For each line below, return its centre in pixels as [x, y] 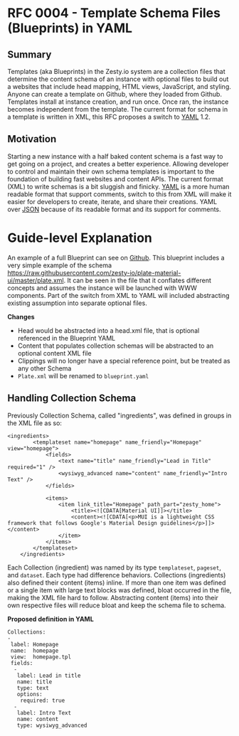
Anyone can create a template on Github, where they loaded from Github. [115, 94]
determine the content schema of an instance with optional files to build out [118, 79]
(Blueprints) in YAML [70, 28]
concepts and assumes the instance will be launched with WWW [102, 288]
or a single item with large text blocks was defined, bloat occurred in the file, [119, 590]
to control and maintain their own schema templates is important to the [111, 171]
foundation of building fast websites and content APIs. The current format [115, 178]
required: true [43, 700]
